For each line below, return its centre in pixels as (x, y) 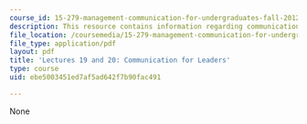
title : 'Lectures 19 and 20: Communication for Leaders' (120, 60)
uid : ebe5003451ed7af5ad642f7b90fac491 (85, 77)
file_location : (38, 35)
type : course (34, 69)
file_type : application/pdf (63, 43)
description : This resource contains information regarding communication (155, 26)
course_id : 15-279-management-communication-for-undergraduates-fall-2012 (155, 18)
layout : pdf (32, 52)
